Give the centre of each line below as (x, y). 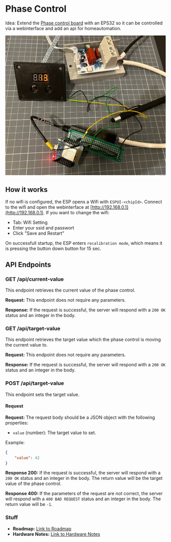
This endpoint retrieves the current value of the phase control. (70, 290)
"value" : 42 (27, 458)
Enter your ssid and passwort (44, 228)
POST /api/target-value (35, 383)
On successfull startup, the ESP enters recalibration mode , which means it (84, 243)
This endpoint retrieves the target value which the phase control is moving (83, 339)
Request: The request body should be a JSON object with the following (80, 417)
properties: (17, 422)
